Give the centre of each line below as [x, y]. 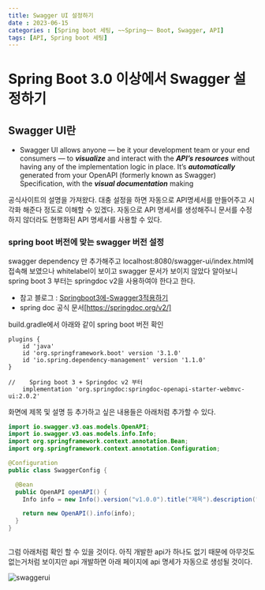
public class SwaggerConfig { [58, 470]
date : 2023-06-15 [38, 23]
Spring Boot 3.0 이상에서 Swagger [119, 79]
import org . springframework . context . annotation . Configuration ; [114, 449]
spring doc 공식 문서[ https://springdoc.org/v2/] [95, 307]
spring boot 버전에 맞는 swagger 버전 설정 [86, 242]
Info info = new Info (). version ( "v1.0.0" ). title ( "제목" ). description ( [139, 499]
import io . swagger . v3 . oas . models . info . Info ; [82, 434]
